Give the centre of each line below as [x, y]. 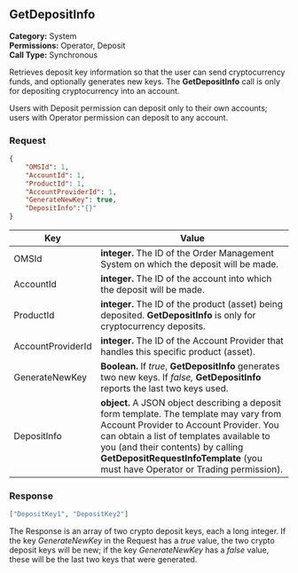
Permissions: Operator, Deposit [67, 45]
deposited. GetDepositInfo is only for [178, 316]
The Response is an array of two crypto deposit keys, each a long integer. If [148, 531]
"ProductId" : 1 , [55, 184]
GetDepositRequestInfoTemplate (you [182, 459]
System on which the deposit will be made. [190, 264]
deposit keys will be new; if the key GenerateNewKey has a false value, [139, 550]
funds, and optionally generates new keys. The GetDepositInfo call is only [145, 81]
